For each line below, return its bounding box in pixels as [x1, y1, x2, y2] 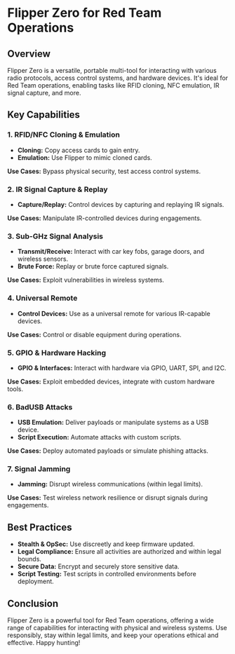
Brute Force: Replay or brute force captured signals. [17, 262, 169, 271]
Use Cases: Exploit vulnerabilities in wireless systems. [7, 275, 165, 285]
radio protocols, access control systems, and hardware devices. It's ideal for [7, 74, 229, 82]
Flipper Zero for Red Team [7, 5, 162, 21]
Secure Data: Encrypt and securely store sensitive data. [17, 562, 180, 571]
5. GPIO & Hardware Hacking [7, 348, 107, 357]
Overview [7, 48, 51, 60]
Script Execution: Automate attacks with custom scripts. [17, 433, 182, 442]
